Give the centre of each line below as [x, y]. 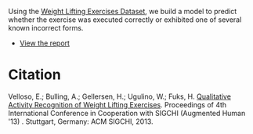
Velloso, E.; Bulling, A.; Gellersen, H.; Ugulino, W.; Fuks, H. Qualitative [119, 96]
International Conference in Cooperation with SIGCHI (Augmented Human [127, 113]
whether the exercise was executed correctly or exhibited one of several [125, 20]
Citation [34, 75]
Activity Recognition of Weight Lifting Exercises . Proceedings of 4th [117, 104]
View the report [45, 43]
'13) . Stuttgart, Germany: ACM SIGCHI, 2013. [81, 121]
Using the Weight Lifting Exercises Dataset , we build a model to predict [123, 11]
